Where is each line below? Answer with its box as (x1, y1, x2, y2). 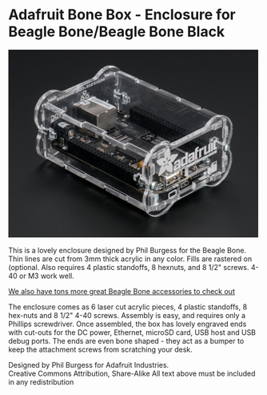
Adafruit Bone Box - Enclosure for (8, 6, 236, 24)
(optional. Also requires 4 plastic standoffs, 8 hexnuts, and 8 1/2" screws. (8, 262, 249, 272)
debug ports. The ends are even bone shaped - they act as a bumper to (8, 336, 245, 345)
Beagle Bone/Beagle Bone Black (8, 22, 225, 41)
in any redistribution (8, 377, 74, 386)
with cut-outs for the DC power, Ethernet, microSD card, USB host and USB (8, 327, 257, 337)
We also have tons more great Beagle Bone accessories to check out (8, 286, 236, 296)
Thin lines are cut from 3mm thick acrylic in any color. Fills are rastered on (8, 254, 253, 264)
